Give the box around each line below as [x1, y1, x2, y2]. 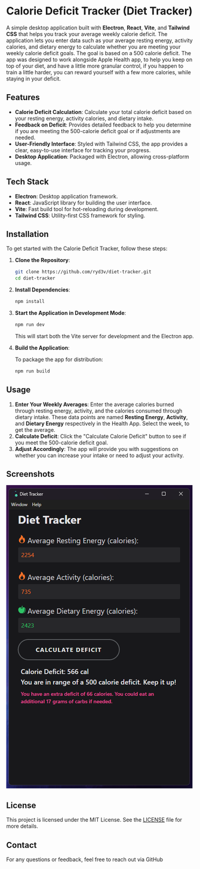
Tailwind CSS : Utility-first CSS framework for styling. [14, 212, 146, 219]
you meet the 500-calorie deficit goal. [14, 439, 109, 446]
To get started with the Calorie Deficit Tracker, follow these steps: [6, 245, 168, 252]
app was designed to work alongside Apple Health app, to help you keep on [6, 56, 193, 63]
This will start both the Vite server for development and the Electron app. [14, 332, 194, 339]
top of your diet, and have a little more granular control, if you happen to [6, 62, 184, 70]
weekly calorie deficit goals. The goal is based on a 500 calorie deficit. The [6, 49, 191, 56]
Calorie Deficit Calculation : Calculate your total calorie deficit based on [14, 108, 192, 115]
